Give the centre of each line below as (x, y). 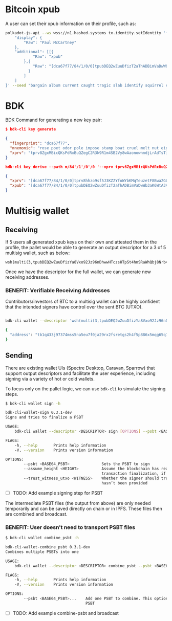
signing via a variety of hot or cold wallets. (50, 379)
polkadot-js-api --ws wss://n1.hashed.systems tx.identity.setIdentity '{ (87, 33)
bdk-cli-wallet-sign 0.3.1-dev (39, 413)
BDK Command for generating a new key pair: (54, 120)
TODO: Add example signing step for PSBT (58, 493)
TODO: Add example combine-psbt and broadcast (66, 613)
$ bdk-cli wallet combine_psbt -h (42, 538)
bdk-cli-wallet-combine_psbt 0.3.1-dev (48, 547)
